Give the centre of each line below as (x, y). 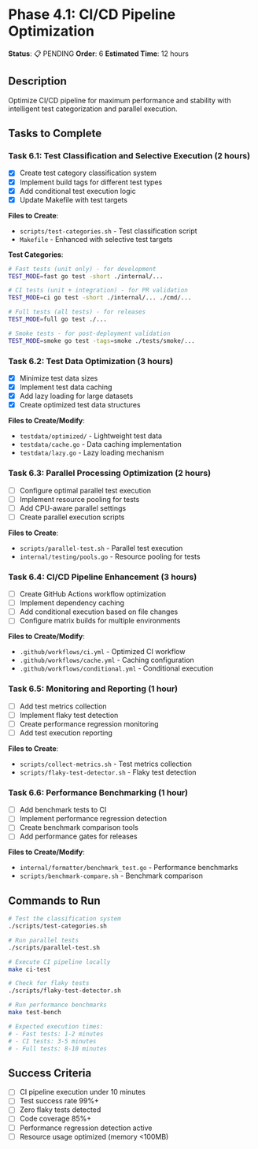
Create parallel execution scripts (72, 517)
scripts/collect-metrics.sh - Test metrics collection (106, 764)
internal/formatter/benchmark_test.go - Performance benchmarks (129, 868)
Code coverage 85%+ (55, 1119)
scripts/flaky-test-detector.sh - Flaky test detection (108, 772)
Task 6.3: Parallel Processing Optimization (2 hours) (109, 473)
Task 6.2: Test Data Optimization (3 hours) (91, 361)
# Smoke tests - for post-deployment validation (89, 333)
